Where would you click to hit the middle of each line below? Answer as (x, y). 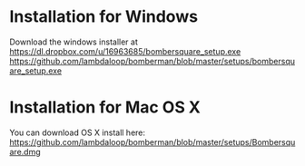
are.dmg (25, 151)
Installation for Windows (103, 17)
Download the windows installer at (74, 42)
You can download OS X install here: (78, 132)
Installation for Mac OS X (105, 107)
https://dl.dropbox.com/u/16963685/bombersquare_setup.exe (125, 51)
